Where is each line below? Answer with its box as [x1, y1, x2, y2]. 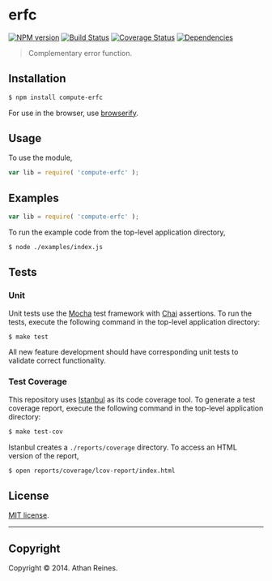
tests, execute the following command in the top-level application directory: [8, 316, 261, 326]
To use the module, [8, 153, 73, 163]
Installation [8, 71, 66, 86]
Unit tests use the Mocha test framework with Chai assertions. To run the [8, 308, 253, 318]
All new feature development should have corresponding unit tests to [8, 347, 239, 357]
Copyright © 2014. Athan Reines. [8, 563, 118, 573]
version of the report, [8, 450, 79, 460]
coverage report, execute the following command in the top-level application [8, 403, 264, 413]
